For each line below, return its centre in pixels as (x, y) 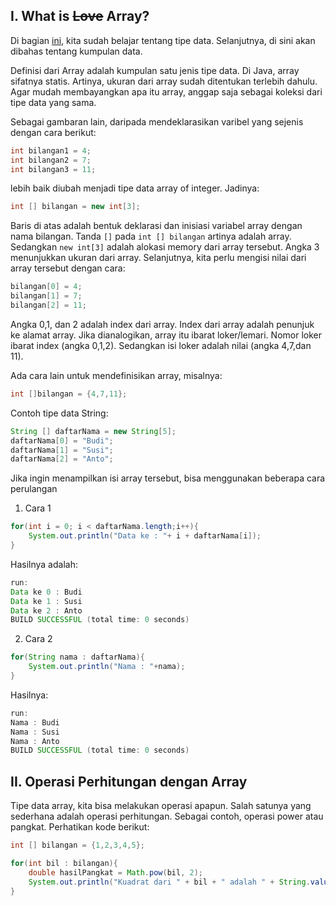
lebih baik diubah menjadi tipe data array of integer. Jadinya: (135, 188)
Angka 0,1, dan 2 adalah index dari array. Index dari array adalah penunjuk (162, 324)
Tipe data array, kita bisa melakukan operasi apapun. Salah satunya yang (161, 806)
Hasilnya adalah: (44, 564)
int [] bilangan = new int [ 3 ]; (75, 207)
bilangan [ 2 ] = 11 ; (48, 305)
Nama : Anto (35, 741)
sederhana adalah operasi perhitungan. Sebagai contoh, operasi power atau (167, 816)
